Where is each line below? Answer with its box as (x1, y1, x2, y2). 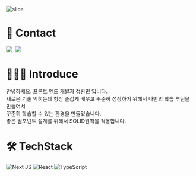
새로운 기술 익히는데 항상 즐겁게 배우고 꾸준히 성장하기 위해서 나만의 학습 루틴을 (6, 95, 190, 102)
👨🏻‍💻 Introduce (6, 68, 78, 81)
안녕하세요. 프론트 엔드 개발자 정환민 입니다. (6, 88, 108, 95)
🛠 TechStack (6, 140, 73, 153)
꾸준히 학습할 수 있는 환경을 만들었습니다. (6, 110, 102, 117)
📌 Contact (6, 27, 56, 40)
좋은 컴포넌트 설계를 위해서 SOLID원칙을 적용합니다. (6, 117, 127, 124)
